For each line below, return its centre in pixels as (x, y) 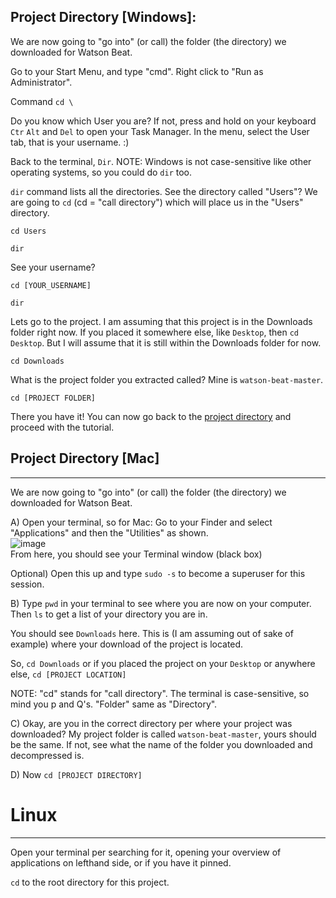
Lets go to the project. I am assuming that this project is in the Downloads (161, 321)
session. (27, 584)
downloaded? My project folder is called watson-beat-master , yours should (163, 734)
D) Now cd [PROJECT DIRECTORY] (76, 774)
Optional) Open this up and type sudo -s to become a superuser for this (158, 573)
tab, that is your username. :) (70, 142)
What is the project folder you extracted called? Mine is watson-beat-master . (167, 379)
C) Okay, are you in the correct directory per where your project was (151, 723)
